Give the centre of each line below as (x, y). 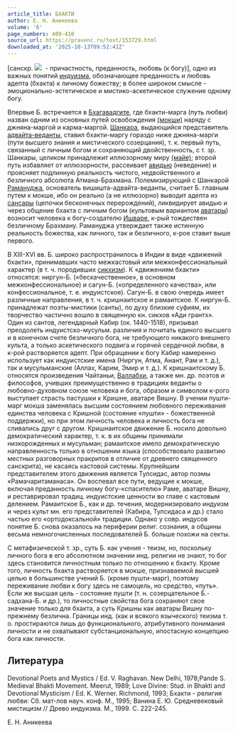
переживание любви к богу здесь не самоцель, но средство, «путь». (113, 585)
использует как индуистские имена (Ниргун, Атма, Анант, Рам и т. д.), (114, 360)
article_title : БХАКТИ (41, 14)
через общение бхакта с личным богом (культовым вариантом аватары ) (118, 210)
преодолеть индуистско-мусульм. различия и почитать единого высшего (119, 330)
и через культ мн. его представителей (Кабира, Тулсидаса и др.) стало (115, 511)
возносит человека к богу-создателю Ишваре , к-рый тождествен (107, 218)
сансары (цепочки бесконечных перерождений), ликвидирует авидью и (117, 203)
